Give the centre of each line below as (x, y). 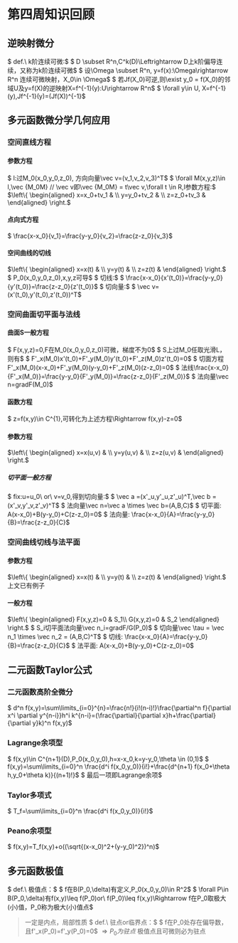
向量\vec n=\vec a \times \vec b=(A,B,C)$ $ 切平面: (147, 505)
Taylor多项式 (29, 795)
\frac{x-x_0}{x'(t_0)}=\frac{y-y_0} (174, 278)
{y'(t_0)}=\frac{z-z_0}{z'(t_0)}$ (53, 286)
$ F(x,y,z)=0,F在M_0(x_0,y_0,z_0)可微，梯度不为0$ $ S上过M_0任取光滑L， (117, 350)
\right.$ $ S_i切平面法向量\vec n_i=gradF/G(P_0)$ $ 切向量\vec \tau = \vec (116, 628)
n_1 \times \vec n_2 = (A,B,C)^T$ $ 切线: (65, 636)
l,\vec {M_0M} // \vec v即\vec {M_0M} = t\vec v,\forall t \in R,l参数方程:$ (112, 186)
